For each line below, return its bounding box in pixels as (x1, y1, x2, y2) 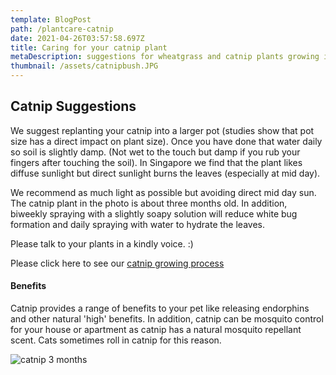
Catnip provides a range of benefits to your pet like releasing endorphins (10, 302, 310, 315)
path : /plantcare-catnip (10, 24, 114, 34)
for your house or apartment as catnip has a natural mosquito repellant (10, 324, 302, 336)
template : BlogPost (10, 14, 92, 25)
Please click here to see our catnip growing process (10, 257, 225, 269)
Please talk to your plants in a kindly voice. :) (10, 237, 194, 250)
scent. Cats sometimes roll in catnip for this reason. (10, 334, 222, 346)
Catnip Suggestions (10, 98, 137, 115)
